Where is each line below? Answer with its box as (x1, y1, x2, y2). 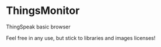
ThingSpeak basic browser (6, 23, 71, 30)
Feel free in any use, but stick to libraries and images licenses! (6, 34, 156, 41)
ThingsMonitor (6, 4, 80, 17)
